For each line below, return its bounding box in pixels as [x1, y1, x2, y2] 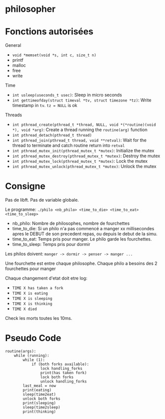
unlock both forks [23, 396, 61, 401]
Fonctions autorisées [5, 26, 94, 37]
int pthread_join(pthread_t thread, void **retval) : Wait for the [12, 137, 147, 143]
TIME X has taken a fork [12, 286, 64, 291]
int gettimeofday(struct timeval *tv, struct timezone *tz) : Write [12, 97, 152, 103]
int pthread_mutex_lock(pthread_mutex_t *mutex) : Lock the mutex [12, 158, 148, 164]
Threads [5, 112, 22, 118]
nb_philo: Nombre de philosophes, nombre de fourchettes [12, 220, 130, 226]
